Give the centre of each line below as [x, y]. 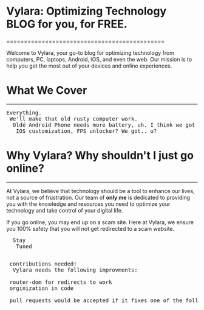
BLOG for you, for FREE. [67, 24]
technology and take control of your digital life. [65, 210]
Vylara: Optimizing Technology [87, 11]
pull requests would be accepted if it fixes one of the [96, 300]
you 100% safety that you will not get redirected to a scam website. [90, 228]
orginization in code [42, 288]
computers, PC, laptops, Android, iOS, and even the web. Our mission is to [99, 59]
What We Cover [47, 90]
